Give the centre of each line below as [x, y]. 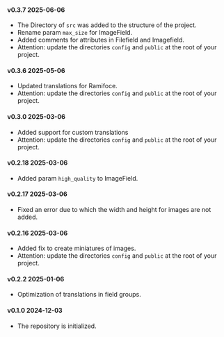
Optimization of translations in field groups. [79, 295]
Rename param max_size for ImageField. [75, 33]
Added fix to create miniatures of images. [77, 248]
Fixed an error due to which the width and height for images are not [114, 210]
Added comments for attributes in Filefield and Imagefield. [101, 40]
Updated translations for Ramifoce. [67, 86]
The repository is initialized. [57, 326]
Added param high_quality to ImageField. [78, 178]
